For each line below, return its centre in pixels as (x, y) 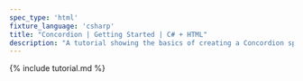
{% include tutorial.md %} (57, 68)
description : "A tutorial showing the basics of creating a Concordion (147, 43)
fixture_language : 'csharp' (62, 26)
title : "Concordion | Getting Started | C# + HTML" (108, 34)
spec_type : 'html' (44, 18)
